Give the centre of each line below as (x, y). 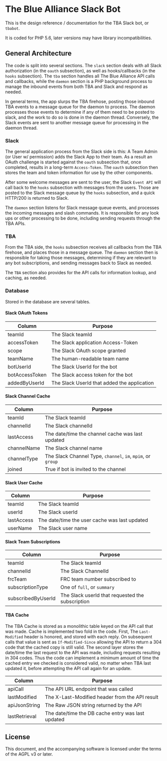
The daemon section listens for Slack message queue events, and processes (82, 208)
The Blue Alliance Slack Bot (63, 9)
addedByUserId (26, 382)
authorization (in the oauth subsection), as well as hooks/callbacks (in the (80, 71)
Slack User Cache (24, 482)
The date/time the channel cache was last (94, 434)
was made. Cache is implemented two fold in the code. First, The (72, 631)
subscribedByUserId (32, 599)
